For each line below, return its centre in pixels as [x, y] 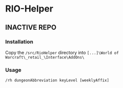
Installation [19, 42]
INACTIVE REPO [31, 27]
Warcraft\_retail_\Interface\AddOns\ [45, 57]
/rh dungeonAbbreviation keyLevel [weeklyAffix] [57, 80]
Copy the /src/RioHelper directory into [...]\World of [62, 52]
